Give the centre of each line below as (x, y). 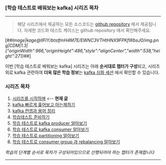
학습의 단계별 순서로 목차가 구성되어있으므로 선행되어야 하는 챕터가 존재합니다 (80, 152)
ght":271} (15, 56)
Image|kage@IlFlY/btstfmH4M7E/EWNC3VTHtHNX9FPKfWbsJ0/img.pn (85, 40)
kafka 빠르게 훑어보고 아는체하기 (44, 105)
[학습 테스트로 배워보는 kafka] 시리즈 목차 (52, 7)
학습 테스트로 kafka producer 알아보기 (50, 123)
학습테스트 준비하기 (31, 117)
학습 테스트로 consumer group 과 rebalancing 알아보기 (66, 142)
